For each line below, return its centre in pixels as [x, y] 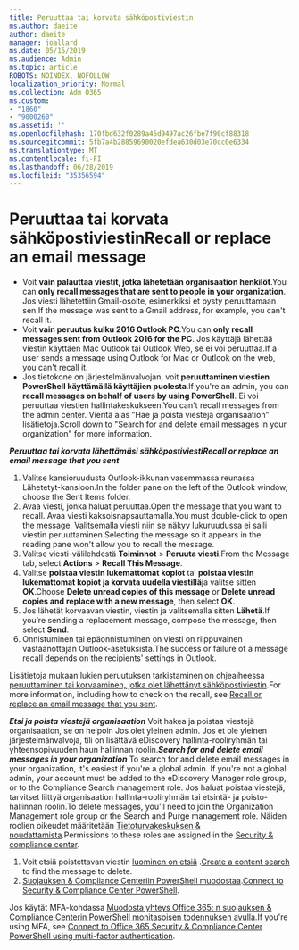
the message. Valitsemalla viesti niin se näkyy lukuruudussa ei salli [145, 525]
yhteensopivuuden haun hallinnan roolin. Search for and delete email [136, 750]
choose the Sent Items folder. [76, 497]
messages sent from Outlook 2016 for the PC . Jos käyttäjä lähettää [147, 339]
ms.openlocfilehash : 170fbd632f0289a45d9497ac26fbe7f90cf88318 [129, 134]
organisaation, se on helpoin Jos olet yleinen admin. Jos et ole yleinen [138, 731]
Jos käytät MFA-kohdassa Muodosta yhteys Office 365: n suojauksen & [141, 908]
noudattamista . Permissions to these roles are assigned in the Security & [141, 835]
